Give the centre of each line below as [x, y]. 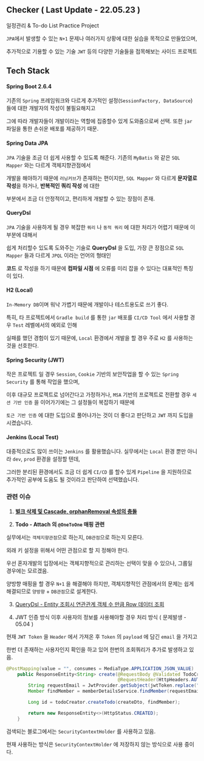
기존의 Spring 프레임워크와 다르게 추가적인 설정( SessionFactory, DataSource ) [100, 100]
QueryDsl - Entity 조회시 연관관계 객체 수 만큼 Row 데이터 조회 [90, 604]
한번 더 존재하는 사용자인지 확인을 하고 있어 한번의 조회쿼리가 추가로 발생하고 [97, 649]
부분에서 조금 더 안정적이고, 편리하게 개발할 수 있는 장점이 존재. [81, 198]
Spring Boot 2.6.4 [29, 86]
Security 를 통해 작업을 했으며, [43, 382]
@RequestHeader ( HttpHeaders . [154, 680]
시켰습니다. [19, 423]
